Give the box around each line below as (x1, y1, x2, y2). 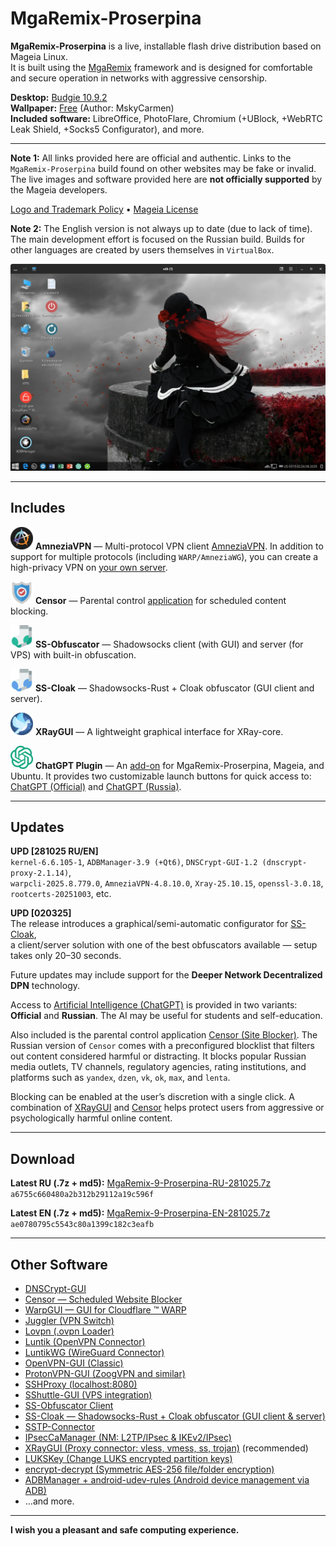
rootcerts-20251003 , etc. (10, 888, 112, 900)
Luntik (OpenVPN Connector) (24, 1335, 146, 1347)
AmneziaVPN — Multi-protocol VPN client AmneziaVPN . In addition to (34, 540, 324, 552)
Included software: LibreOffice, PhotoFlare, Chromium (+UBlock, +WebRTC (10, 112, 323, 124)
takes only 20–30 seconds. (10, 950, 122, 962)
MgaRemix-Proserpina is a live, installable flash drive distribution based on (10, 40, 322, 52)
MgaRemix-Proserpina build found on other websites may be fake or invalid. (10, 162, 317, 174)
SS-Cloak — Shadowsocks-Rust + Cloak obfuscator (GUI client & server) (24, 1410, 326, 1422)
